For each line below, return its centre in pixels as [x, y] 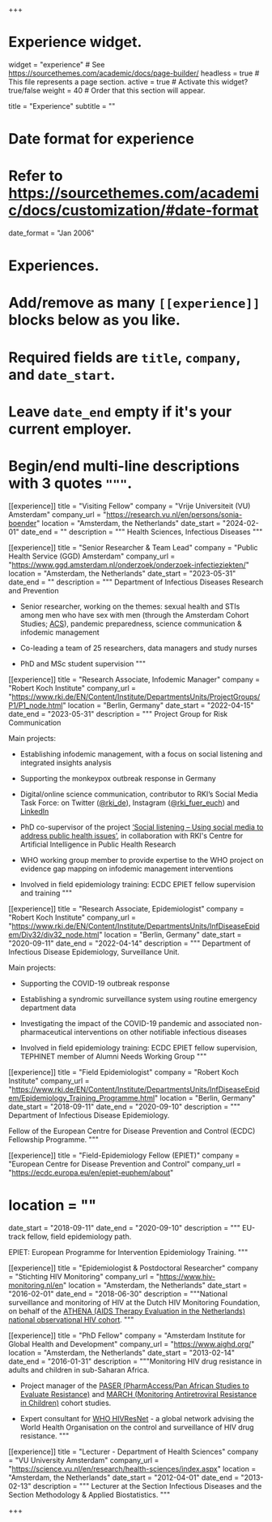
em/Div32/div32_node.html [54, 934]
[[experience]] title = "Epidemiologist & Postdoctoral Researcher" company [134, 1268]
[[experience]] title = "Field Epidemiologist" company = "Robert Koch [123, 1071]
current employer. [70, 429]
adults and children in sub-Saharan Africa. [79, 1369]
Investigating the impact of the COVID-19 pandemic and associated [132, 1023]
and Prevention [34, 590]
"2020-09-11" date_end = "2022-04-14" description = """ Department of [130, 943]
